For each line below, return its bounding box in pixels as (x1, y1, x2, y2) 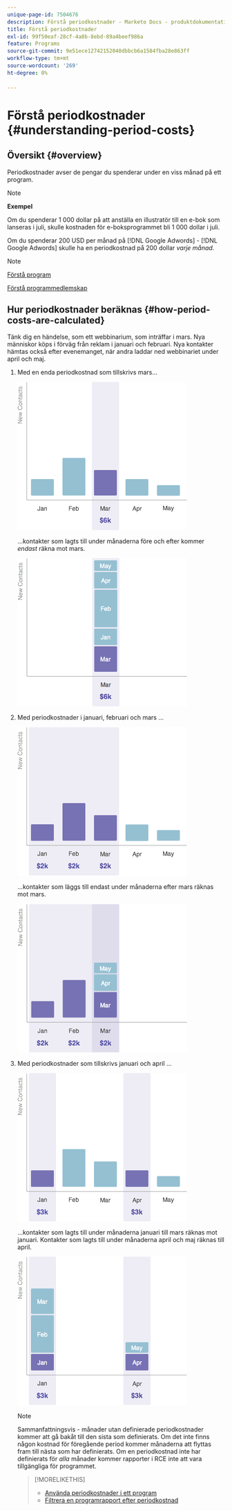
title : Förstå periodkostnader (7, 26, 97, 32)
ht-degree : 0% (7, 69, 48, 76)
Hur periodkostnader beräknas (7, 303, 143, 315)
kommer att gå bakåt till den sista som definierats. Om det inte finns (17, 1433, 210, 1441)
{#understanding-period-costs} (7, 122, 195, 138)
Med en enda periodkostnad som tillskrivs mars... (17, 368, 157, 377)
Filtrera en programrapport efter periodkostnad (44, 1496, 179, 1505)
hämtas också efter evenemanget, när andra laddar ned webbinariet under (7, 348, 219, 356)
